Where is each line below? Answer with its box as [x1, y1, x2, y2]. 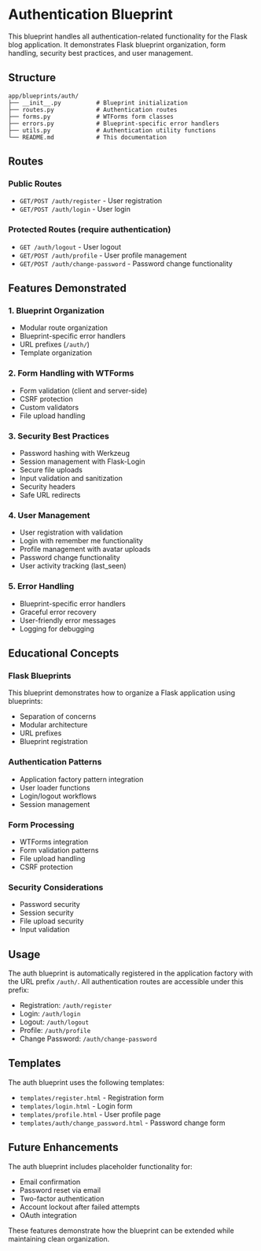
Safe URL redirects [19, 490, 81, 500]
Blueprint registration [19, 737, 88, 746]
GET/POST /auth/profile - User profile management [19, 250, 187, 260]
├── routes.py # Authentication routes [8, 105, 178, 113]
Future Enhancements [8, 1141, 119, 1154]
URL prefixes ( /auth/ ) [19, 340, 90, 350]
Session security [19, 908, 75, 918]
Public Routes [8, 179, 62, 190]
